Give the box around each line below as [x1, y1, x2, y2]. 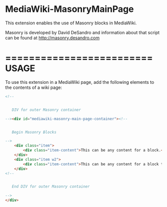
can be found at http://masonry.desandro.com [5, 35, 100, 41]
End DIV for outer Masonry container [11, 184, 90, 189]
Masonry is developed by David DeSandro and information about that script [5, 29, 160, 35]
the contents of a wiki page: [5, 84, 62, 90]
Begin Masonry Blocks [11, 130, 57, 135]
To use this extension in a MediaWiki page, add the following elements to [5, 79, 155, 85]
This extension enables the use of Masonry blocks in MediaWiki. [5, 20, 137, 26]
